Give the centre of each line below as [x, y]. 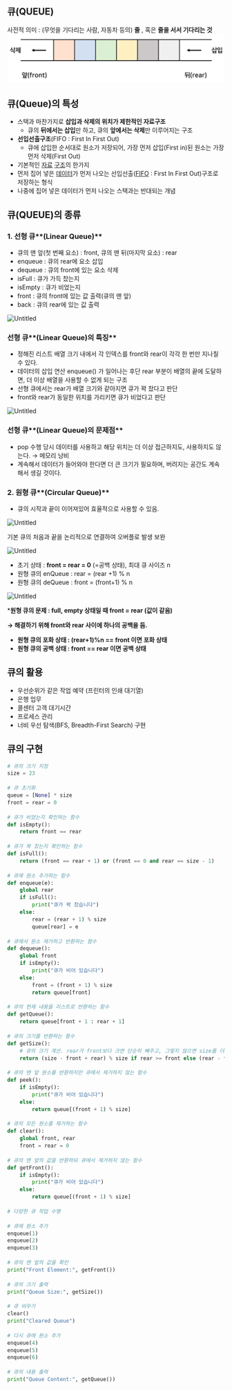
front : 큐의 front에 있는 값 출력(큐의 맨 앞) [74, 296]
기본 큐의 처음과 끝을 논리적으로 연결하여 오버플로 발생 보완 [86, 536]
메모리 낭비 [54, 455]
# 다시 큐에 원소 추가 [34, 1335]
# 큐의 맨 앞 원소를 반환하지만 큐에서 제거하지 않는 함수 [77, 1073]
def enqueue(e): [30, 883]
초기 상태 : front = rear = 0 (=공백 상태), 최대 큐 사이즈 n [94, 565]
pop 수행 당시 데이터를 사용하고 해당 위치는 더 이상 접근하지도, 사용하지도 [116, 446]
